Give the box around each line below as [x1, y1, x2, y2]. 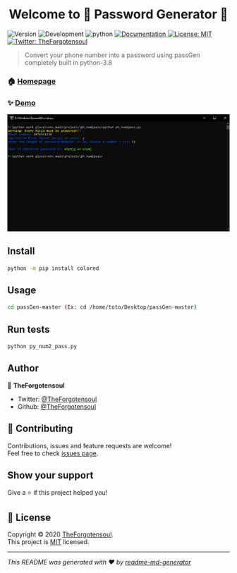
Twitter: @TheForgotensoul [17, 395, 97, 403]
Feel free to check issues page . [7, 449, 99, 457]
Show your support [7, 469, 94, 481]
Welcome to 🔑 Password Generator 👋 [8, 6, 229, 23]
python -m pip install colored [7, 264, 99, 272]
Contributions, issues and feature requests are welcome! [7, 441, 172, 450]
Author [7, 362, 39, 374]
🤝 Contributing [7, 423, 73, 435]
